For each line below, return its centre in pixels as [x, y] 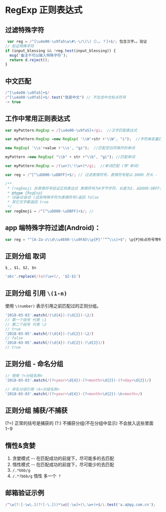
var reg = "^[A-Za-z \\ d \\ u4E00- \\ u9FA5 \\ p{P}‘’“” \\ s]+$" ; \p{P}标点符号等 [82, 239]
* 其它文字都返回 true [28, 202]
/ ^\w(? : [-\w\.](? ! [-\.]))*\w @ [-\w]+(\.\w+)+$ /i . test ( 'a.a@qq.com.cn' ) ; [80, 505]
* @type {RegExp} [25, 193]
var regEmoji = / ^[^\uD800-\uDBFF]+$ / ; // [49, 211]
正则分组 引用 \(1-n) [36, 293]
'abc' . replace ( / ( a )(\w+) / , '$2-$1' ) [43, 276]
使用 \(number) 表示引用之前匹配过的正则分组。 [53, 306]
